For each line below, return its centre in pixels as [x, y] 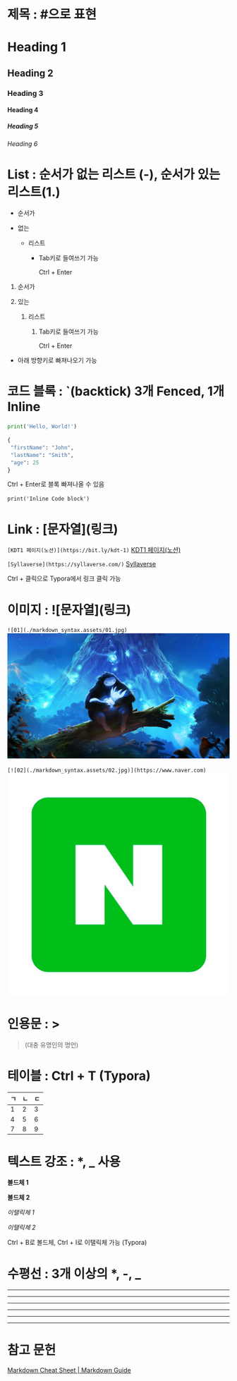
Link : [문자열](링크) [63, 529]
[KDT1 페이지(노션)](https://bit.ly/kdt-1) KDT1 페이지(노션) [94, 550]
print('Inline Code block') [49, 499]
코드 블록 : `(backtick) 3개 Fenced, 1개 [116, 391]
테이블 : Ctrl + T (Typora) [79, 1076]
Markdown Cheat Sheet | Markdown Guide [69, 1370]
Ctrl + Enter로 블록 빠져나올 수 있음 [56, 485]
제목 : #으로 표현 [52, 14]
